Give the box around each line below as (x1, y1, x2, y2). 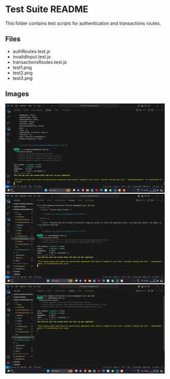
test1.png (12, 64, 32, 70)
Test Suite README (5, 4, 89, 15)
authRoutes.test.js (12, 48, 51, 54)
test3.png (12, 75, 33, 81)
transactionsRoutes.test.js (12, 59, 67, 65)
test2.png (12, 70, 33, 76)
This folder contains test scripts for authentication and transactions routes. (5, 20, 161, 26)
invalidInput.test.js (12, 53, 51, 60)
